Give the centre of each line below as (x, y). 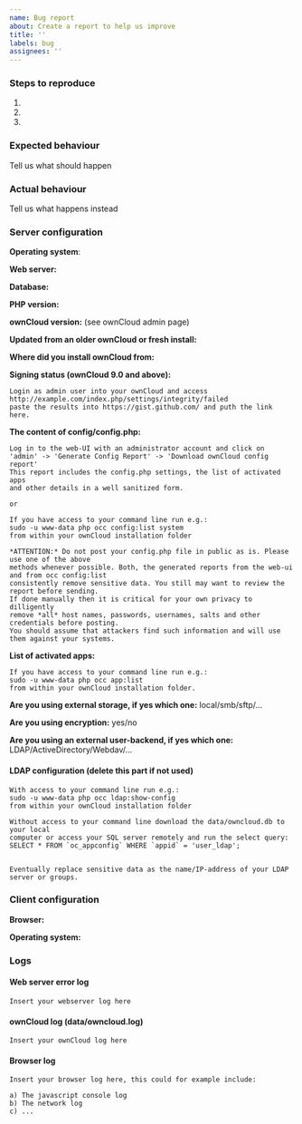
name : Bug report (42, 18)
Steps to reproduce (52, 83)
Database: (29, 287)
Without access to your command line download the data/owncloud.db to (147, 821)
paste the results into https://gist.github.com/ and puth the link (141, 407)
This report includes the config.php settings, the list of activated (145, 472)
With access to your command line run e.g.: (94, 790)
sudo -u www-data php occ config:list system (96, 528)
